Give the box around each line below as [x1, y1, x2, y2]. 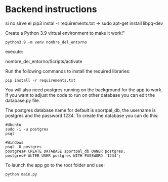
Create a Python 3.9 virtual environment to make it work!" [5, 30, 125, 36]
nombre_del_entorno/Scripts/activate [5, 58, 82, 64]
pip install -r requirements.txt [5, 78, 76, 83]
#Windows [5, 140, 24, 145]
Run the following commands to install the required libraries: [5, 68, 131, 74]
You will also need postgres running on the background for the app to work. [5, 87, 163, 93]
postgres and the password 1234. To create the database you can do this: [5, 112, 159, 118]
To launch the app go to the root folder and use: [5, 162, 105, 168]
